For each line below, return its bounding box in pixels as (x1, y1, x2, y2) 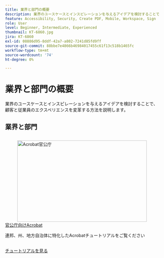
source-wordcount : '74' (5, 52, 54, 58)
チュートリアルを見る (5, 247, 48, 254)
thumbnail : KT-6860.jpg (5, 30, 54, 35)
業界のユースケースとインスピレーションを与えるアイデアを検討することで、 (5, 101, 158, 107)
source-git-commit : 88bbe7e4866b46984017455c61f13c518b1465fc (5, 43, 134, 48)
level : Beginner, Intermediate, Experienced (5, 25, 97, 30)
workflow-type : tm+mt (5, 48, 49, 53)
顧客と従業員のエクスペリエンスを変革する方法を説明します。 (5, 107, 128, 113)
